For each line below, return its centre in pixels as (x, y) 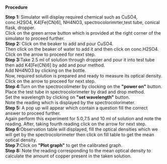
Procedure (16, 7)
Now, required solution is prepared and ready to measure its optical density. (84, 76)
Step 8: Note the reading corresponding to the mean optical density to (78, 151)
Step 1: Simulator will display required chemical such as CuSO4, (71, 17)
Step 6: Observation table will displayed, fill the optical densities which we (81, 129)
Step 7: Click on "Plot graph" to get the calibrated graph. (64, 145)
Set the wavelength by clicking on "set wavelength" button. (68, 97)
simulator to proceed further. (35, 38)
